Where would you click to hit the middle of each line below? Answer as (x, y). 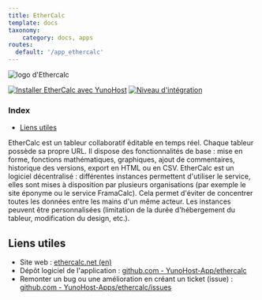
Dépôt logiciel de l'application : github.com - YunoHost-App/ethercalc (133, 271)
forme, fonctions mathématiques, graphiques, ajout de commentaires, (122, 159)
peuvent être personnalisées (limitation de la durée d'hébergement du (122, 210)
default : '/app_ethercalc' (60, 52)
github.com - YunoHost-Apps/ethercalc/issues (95, 287)
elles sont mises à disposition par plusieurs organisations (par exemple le (127, 185)
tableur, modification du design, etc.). (69, 219)
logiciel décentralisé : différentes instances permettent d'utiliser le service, (129, 176)
